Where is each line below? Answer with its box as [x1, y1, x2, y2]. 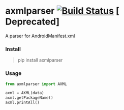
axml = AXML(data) [5, 91, 44, 96]
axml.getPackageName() [5, 95, 53, 100]
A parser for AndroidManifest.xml [5, 33, 75, 39]
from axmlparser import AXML [5, 81, 67, 87]
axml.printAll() [5, 100, 40, 105]
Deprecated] [5, 16, 60, 28]
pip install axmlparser [17, 57, 63, 63]
